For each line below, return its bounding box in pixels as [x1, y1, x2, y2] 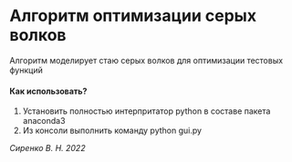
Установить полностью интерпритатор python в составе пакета [22, 106, 271, 116]
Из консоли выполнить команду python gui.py [22, 125, 203, 137]
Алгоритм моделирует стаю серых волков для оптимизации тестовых [9, 55, 284, 66]
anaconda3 [22, 116, 66, 127]
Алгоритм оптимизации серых [9, 5, 257, 26]
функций [9, 65, 43, 76]
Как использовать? [9, 86, 88, 96]
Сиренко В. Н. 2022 [9, 143, 86, 154]
